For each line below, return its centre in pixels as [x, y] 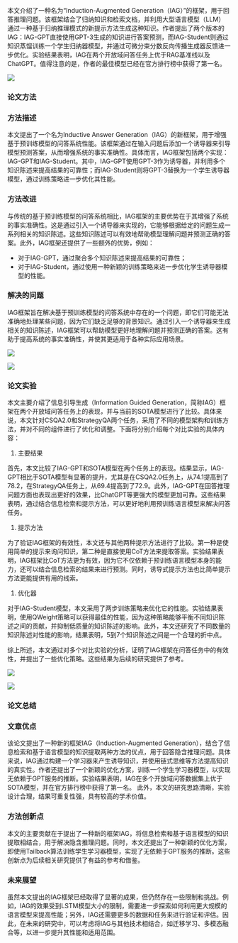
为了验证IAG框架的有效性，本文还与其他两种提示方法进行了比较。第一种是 [115, 543]
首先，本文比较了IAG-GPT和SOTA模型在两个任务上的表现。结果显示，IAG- [116, 468]
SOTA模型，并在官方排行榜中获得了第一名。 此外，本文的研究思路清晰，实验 [119, 788]
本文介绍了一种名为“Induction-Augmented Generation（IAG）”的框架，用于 [115, 10]
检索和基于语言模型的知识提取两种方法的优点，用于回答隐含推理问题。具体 [122, 752]
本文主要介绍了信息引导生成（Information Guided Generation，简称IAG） [113, 402]
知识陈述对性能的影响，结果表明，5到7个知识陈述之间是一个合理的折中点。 [117, 635]
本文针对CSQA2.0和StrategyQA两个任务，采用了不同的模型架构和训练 [121, 420]
